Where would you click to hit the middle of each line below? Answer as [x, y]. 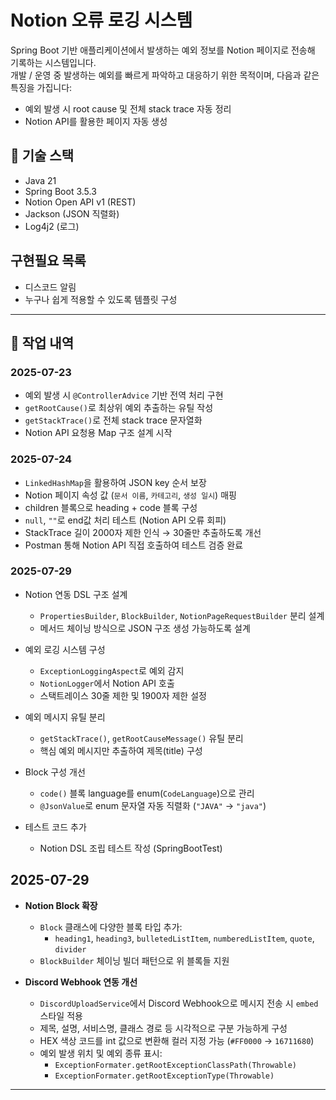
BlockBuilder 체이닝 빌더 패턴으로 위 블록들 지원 [134, 960]
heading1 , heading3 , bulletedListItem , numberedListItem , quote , [184, 938]
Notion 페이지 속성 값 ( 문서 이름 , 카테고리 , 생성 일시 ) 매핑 [130, 495]
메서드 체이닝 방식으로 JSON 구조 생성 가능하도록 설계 [145, 628]
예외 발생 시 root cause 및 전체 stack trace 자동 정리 [128, 108]
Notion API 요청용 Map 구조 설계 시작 [98, 433]
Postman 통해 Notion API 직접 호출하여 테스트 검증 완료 [134, 545]
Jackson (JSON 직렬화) [72, 213]
